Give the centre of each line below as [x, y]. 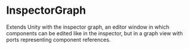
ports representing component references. [58, 39]
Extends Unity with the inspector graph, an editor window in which [88, 27]
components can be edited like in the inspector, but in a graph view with [94, 33]
